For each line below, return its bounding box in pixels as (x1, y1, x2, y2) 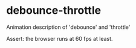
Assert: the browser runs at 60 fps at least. (6, 35, 113, 42)
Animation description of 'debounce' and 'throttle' (6, 23, 131, 31)
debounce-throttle (6, 4, 102, 17)
